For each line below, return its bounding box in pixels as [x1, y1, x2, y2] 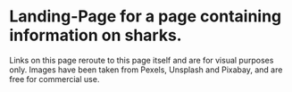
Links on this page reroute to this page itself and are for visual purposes [9, 54, 274, 65]
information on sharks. [9, 25, 182, 46]
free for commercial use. [9, 73, 100, 84]
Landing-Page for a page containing [9, 6, 282, 27]
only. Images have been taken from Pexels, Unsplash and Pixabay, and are [9, 64, 283, 75]
